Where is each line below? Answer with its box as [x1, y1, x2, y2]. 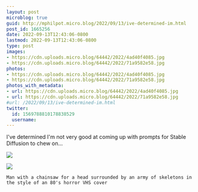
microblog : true [6, 15, 48, 21]
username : [12, 116, 37, 123]
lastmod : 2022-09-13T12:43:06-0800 [6, 37, 97, 43]
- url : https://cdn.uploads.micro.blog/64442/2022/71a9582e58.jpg [6, 94, 179, 100]
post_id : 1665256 [6, 26, 51, 32]
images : [6, 49, 26, 55]
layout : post [6, 9, 40, 15]
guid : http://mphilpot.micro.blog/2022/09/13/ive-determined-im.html [6, 20, 187, 26]
